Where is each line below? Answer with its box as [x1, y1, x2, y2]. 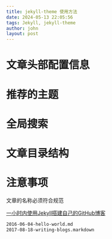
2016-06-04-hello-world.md [6, 221, 73, 227]
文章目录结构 [6, 146, 70, 160]
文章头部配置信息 [6, 58, 91, 72]
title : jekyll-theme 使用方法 [6, 8, 77, 15]
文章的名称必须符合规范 [6, 197, 64, 204]
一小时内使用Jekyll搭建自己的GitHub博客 [6, 209, 106, 216]
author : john [6, 25, 39, 32]
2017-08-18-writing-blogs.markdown [6, 227, 95, 232]
